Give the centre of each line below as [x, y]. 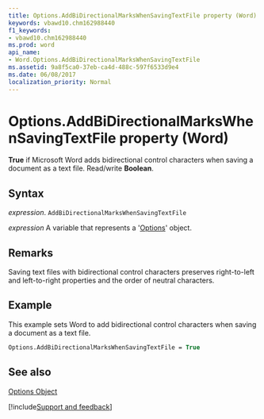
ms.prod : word [32, 45]
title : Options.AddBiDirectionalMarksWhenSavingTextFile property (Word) [133, 15]
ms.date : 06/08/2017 [42, 75]
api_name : [25, 52]
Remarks [31, 253]
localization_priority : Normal [60, 82]
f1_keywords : [30, 30]
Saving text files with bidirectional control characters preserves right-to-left [132, 272]
